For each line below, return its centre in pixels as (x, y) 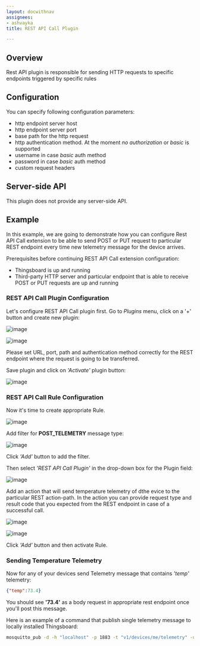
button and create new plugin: (43, 317)
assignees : (20, 17)
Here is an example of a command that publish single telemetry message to (99, 620)
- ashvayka (20, 23)
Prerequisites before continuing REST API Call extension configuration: (93, 258)
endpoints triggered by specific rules (51, 79)
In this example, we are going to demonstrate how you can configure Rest (97, 234)
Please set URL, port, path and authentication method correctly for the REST (100, 352)
